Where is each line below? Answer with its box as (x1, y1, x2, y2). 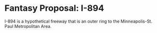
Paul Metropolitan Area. (4, 23, 52, 29)
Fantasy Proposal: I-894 (4, 3, 105, 14)
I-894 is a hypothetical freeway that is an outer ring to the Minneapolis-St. (4, 18, 153, 24)
